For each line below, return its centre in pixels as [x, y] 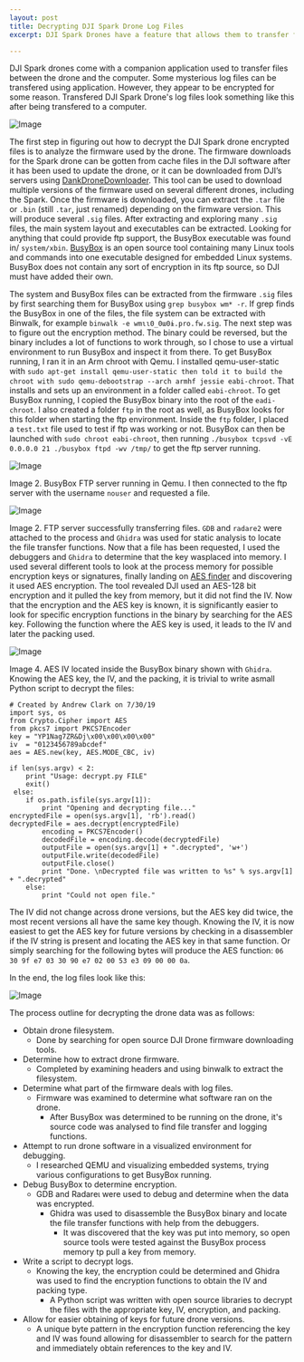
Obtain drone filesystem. [68, 1030]
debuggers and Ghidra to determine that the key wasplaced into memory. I [148, 557]
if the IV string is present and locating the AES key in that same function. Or [150, 941]
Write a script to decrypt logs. [78, 1261]
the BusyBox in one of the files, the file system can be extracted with [138, 314]
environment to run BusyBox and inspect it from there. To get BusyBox [141, 352]
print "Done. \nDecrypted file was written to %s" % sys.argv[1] [168, 872]
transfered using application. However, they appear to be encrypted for [142, 88]
